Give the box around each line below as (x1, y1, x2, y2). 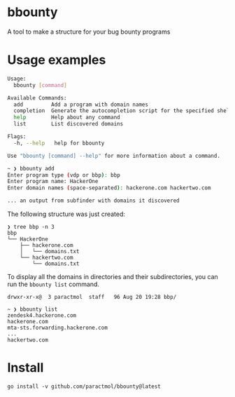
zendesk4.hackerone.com (7, 312, 77, 319)
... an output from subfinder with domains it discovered (7, 197, 180, 204)
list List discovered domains (13, 121, 124, 128)
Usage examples (7, 52, 106, 68)
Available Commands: (7, 94, 68, 102)
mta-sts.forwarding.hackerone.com (7, 324, 108, 331)
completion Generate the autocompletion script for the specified (13, 107, 215, 114)
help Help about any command (13, 114, 120, 121)
